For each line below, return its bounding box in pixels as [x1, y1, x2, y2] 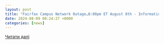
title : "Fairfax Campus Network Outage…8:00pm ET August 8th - [5, 12, 137, 16]
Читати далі [5, 34, 30, 40]
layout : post [5, 7, 32, 12]
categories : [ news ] [5, 20, 45, 26]
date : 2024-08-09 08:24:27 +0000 [5, 16, 73, 21]
